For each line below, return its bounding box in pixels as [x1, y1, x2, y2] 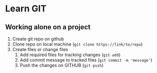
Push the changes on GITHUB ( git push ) [19, 63, 104, 68]
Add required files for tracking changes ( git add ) [19, 52, 121, 58]
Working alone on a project [5, 23, 91, 31]
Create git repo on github [12, 36, 64, 42]
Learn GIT [5, 3, 47, 14]
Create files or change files [12, 47, 68, 52]
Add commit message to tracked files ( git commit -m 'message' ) [19, 57, 153, 63]
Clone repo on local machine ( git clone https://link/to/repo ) [12, 41, 143, 47]
